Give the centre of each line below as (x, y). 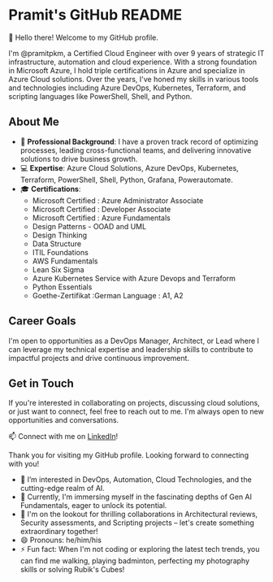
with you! (24, 464)
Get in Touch (41, 383)
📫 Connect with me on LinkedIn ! (63, 436)
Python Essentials (62, 287)
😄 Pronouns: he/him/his (61, 540)
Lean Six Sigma (58, 269)
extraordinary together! (59, 532)
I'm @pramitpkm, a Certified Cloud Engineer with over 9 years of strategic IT (136, 53)
